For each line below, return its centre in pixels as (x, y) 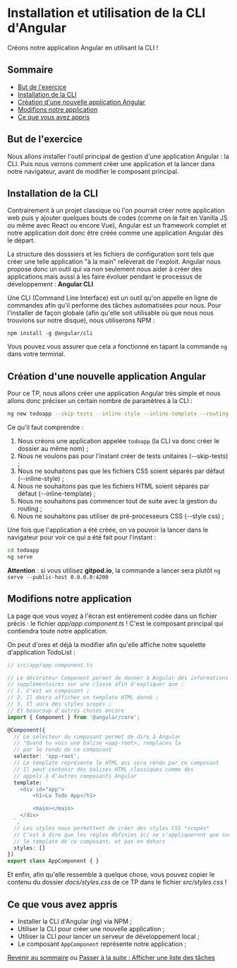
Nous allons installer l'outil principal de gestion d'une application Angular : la (118, 156)
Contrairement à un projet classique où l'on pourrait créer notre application (116, 211)
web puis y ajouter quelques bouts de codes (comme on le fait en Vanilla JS (117, 218)
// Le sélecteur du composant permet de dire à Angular (97, 737)
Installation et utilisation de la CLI (107, 13)
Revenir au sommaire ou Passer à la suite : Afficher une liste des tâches (111, 957)
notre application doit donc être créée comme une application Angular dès (115, 233)
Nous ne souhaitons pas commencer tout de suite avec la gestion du (117, 501)
